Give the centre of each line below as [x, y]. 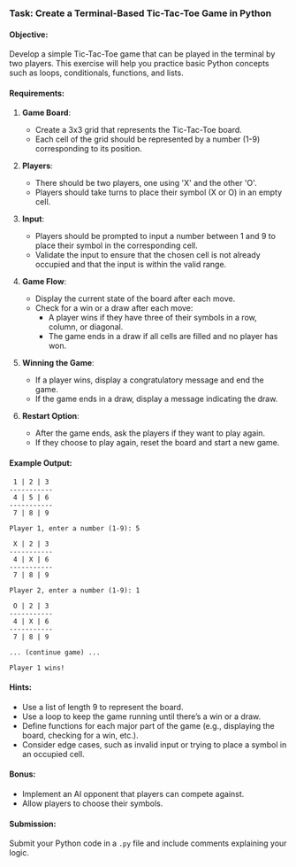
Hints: [21, 687]
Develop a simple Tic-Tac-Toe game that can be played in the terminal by [142, 54]
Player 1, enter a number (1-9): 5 [75, 528]
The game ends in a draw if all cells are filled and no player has [163, 337]
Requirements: [37, 93]
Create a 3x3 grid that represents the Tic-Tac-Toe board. [139, 130]
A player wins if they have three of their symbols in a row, [153, 318]
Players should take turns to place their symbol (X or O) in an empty [159, 192]
